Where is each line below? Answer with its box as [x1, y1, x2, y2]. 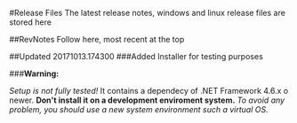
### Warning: [9, 68, 60, 79]
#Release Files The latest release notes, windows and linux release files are [9, 8, 286, 18]
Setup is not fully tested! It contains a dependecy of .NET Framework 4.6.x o [9, 86, 289, 96]
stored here [9, 17, 52, 27]
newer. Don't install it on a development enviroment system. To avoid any [9, 95, 285, 105]
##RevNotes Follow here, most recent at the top [9, 35, 185, 44]
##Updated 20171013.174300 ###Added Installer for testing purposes [9, 51, 264, 61]
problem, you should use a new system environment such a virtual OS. [9, 104, 269, 114]
